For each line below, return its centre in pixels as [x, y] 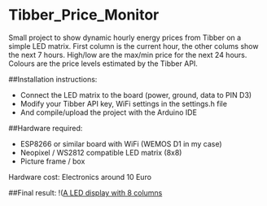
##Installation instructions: [53, 79]
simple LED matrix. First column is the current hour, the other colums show [133, 46]
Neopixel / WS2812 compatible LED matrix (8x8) [101, 152]
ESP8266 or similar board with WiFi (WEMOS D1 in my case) [121, 143]
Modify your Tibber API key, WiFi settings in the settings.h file [124, 103]
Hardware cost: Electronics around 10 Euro [80, 177]
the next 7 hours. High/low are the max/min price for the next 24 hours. [128, 55]
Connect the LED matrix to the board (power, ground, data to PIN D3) [136, 94]
